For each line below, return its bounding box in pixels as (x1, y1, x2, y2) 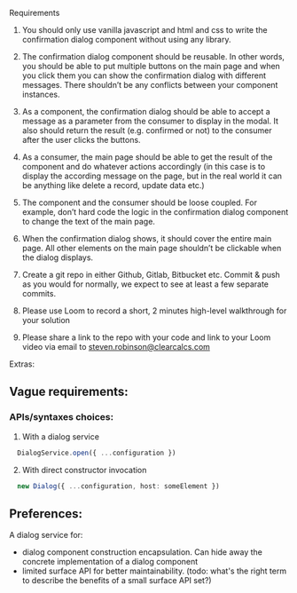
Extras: (9, 359, 35, 369)
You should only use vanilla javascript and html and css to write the (21, 25, 268, 35)
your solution (21, 315, 71, 325)
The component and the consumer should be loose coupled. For (21, 197, 257, 208)
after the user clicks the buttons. (21, 135, 141, 145)
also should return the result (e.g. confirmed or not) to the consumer (21, 125, 272, 136)
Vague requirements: (9, 384, 129, 399)
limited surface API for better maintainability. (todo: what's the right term (21, 565, 286, 576)
